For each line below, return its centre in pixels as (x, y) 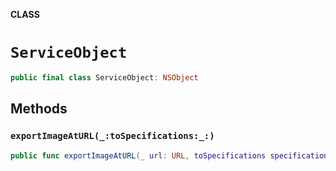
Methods (39, 109)
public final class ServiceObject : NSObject (104, 77)
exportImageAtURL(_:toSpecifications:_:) (112, 136)
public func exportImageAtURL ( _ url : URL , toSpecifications (138, 155)
